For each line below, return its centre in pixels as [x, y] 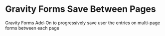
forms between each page [32, 28]
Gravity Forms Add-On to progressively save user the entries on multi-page [83, 23]
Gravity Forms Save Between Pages [81, 9]
